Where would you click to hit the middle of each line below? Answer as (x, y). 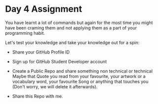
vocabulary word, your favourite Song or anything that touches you (80, 81)
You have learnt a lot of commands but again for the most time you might (79, 23)
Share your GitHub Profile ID (41, 52)
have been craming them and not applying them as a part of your (71, 27)
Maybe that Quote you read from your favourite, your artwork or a (79, 76)
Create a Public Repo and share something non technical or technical (82, 71)
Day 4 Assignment (44, 9)
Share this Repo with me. (37, 96)
